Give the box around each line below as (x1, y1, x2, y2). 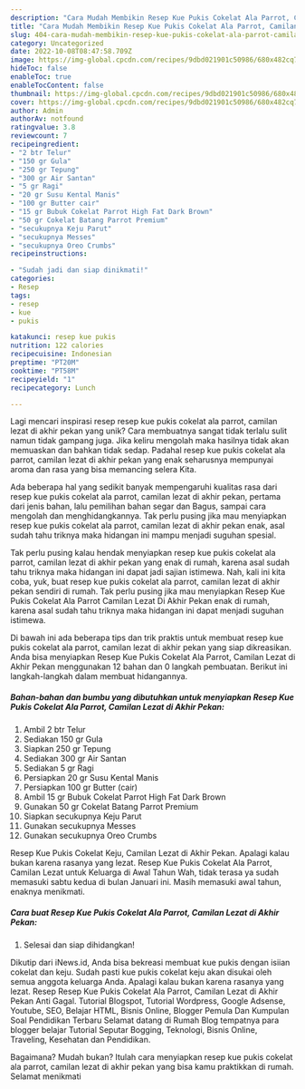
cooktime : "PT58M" (10, 366, 80, 375)
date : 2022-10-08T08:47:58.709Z (10, 47, 132, 56)
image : (10, 55, 35, 64)
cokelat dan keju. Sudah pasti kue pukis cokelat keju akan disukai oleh (10, 967, 272, 977)
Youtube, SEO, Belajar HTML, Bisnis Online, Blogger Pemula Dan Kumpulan (10, 1006, 290, 1016)
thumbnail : (10, 89, 52, 98)
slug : (10, 30, 31, 39)
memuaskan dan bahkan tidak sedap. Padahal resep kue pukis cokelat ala (10, 445, 286, 456)
